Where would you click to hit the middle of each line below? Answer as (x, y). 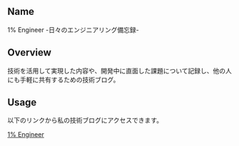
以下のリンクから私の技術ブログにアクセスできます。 (85, 120)
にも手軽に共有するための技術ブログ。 (63, 79)
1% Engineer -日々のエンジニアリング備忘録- (73, 30)
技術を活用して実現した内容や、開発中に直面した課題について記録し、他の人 (119, 71)
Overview (30, 53)
